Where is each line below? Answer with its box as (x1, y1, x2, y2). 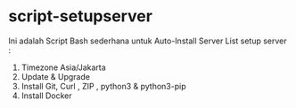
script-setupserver (8, 6, 153, 27)
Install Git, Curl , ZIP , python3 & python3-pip (21, 81, 186, 91)
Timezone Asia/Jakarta (21, 62, 106, 73)
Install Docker (21, 90, 72, 101)
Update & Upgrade (21, 71, 91, 81)
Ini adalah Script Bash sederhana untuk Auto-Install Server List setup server (8, 35, 287, 46)
